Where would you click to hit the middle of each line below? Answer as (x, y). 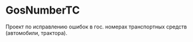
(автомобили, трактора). (36, 33)
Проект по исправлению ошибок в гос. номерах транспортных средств (96, 27)
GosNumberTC (43, 10)
